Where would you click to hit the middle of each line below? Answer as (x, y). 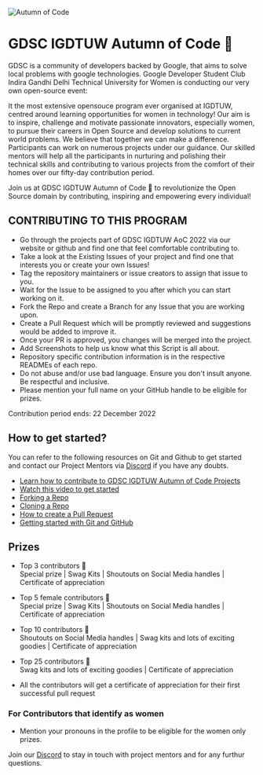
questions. (25, 762)
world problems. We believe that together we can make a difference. (119, 139)
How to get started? (58, 439)
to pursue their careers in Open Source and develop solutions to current (124, 130)
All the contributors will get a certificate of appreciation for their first (130, 685)
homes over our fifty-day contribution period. (81, 172)
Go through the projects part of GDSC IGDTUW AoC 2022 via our (125, 239)
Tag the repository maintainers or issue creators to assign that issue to (133, 273)
